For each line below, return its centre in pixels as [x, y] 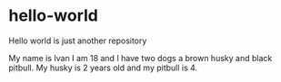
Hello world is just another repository [78, 41]
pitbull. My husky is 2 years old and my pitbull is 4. [103, 68]
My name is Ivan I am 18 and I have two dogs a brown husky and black [140, 58]
